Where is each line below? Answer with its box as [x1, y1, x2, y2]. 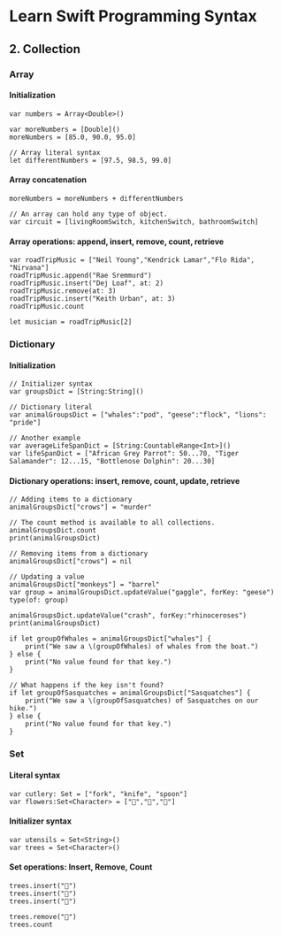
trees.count [9, 920, 53, 929]
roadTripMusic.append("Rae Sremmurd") [9, 272, 152, 280]
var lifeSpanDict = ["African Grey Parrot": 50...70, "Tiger [9, 449, 240, 458]
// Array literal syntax [9, 148, 101, 157]
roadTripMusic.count [9, 303, 86, 311]
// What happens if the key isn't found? [9, 681, 164, 690]
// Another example [9, 433, 81, 443]
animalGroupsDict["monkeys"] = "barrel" [9, 580, 161, 589]
